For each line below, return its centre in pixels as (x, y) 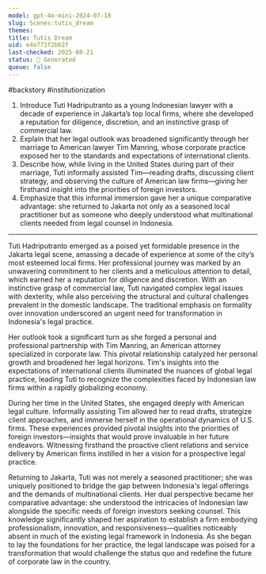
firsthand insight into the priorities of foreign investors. (108, 189)
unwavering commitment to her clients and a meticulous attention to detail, (130, 271)
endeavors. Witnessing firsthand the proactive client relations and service (129, 445)
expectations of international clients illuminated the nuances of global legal (130, 370)
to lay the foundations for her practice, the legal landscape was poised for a (132, 545)
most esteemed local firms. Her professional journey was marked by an (125, 262)
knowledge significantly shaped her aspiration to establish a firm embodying (133, 519)
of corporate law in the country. (60, 561)
